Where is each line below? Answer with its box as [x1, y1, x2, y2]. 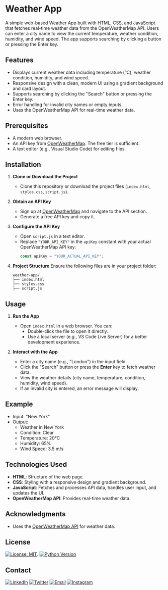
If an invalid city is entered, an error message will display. [20, 385, 139, 391]
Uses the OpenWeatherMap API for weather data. [12, 523, 116, 529]
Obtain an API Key [12, 199, 51, 205]
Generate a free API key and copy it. [20, 214, 96, 220]
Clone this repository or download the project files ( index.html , [20, 183, 151, 189]
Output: [12, 419, 29, 425]
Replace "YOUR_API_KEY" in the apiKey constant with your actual [20, 238, 151, 245]
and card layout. [12, 85, 46, 91]
